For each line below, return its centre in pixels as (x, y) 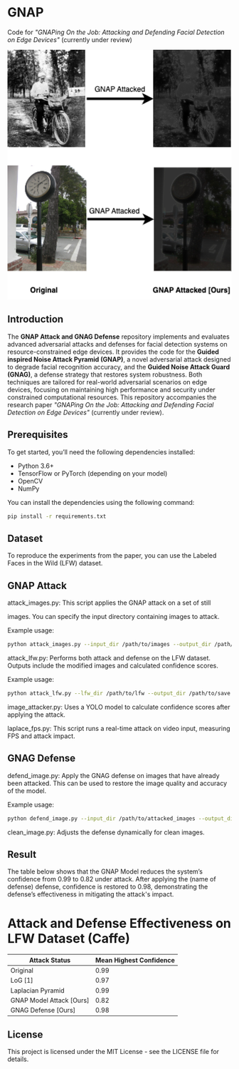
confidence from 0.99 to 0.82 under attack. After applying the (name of (112, 879)
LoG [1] (22, 981)
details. (18, 1059)
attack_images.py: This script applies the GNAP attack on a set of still (109, 603)
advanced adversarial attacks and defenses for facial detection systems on (117, 344)
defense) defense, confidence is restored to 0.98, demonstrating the (108, 887)
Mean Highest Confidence (135, 960)
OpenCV (30, 481)
